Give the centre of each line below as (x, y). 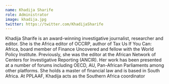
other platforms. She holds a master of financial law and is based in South (83, 71)
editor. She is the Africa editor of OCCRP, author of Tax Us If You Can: (78, 44)
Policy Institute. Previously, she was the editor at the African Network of (81, 55)
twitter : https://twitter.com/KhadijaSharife (54, 24)
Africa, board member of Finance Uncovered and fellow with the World (80, 49)
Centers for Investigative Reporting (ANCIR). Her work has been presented (83, 60)
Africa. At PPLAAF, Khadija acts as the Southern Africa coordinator (75, 76)
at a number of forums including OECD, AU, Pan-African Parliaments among (85, 65)
